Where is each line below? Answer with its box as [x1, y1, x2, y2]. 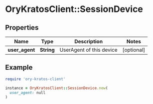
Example [5, 63, 33, 72]
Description [74, 38, 103, 45]
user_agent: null [9, 90, 46, 95]
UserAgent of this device [59, 46, 118, 53]
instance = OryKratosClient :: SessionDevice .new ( [5, 86, 108, 91]
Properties [5, 23, 39, 32]
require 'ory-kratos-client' [5, 76, 66, 82]
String [39, 46, 55, 53]
